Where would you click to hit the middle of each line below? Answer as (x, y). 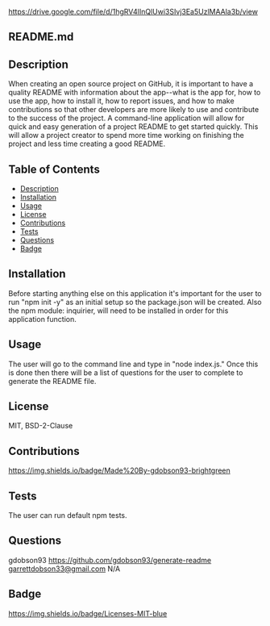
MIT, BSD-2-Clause (41, 426)
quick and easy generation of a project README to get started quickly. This (133, 127)
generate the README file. (52, 381)
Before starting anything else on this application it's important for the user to (135, 293)
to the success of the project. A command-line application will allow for (127, 118)
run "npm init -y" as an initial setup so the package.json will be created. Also (135, 302)
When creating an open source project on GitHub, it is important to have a (131, 84)
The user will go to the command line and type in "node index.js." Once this (133, 364)
